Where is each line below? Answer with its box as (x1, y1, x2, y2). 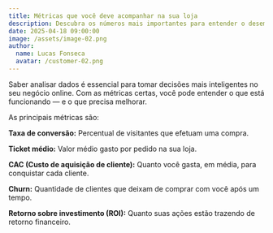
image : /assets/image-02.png (8, 34, 107, 43)
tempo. (8, 192, 32, 202)
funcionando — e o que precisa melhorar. (8, 97, 148, 106)
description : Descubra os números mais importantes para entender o (8, 19, 245, 28)
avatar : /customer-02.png (15, 58, 104, 66)
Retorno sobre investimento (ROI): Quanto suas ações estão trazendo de (8, 208, 256, 218)
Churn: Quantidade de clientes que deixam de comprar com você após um (8, 183, 260, 193)
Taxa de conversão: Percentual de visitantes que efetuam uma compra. (8, 127, 249, 138)
